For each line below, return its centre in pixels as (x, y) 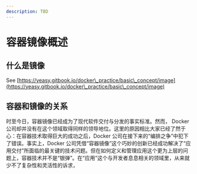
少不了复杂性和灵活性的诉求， (42, 165)
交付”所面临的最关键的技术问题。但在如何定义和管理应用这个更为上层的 (97, 151)
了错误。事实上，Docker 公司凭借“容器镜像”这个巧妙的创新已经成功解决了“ (96, 144)
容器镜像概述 (37, 42)
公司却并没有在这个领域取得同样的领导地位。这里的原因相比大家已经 (88, 129)
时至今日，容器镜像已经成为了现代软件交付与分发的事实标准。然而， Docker (98, 121)
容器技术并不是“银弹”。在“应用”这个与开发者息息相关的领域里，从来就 (106, 158)
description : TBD (27, 11)
